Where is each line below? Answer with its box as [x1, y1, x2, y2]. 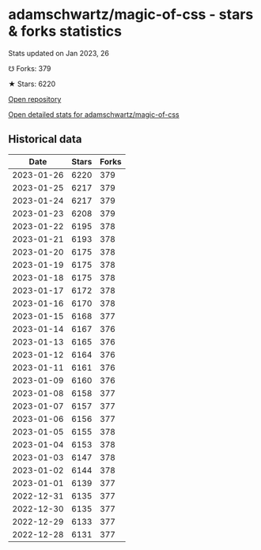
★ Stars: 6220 [8, 79, 56, 89]
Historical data [8, 133, 82, 146]
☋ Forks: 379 [8, 63, 51, 73]
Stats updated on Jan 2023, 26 [8, 48, 109, 58]
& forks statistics [8, 22, 123, 40]
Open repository [8, 94, 62, 104]
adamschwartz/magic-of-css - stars [8, 6, 254, 24]
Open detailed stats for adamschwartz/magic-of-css [8, 109, 180, 119]
